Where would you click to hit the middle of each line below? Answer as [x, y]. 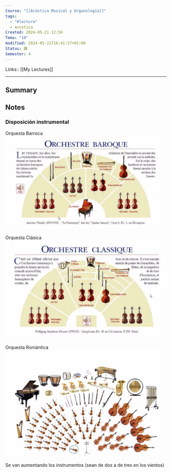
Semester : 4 [18, 54]
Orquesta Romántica [27, 347]
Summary [21, 90]
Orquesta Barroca [24, 133]
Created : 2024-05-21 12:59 [34, 33]
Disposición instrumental [37, 122]
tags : [11, 16]
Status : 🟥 [17, 49]
